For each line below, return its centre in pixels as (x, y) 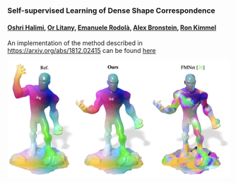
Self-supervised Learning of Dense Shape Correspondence (111, 11)
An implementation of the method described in (75, 43)
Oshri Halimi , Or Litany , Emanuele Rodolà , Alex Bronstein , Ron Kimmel (112, 28)
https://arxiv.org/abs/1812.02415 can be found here (82, 51)
